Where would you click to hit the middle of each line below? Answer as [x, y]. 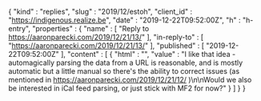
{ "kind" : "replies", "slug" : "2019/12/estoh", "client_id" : [100, 12]
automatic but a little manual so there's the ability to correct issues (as [124, 71]
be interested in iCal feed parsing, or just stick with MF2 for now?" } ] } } [127, 88]
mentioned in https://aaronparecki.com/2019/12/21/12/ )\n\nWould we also [130, 80]
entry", [19, 28]
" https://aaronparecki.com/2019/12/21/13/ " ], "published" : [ [106, 46]
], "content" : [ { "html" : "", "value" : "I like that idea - [148, 54]
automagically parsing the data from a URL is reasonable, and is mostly [126, 63]
